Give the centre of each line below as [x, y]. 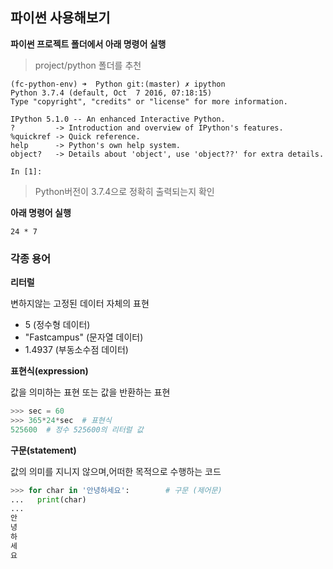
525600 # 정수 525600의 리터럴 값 [77, 429]
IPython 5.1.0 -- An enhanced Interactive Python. [118, 119]
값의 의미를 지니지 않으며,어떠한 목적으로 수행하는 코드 [116, 471]
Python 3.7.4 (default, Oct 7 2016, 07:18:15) [111, 93]
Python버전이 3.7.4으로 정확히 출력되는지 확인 [124, 191]
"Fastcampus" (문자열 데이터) [84, 337]
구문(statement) [43, 450]
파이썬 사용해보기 [60, 18]
